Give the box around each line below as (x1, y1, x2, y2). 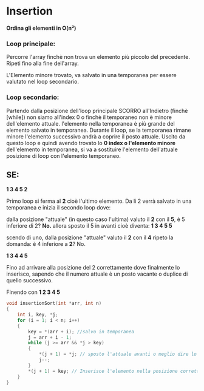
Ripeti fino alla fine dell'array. (6, 59, 79, 67)
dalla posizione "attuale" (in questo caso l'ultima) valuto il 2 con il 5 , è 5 (6, 216, 185, 223)
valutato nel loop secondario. (6, 78, 79, 86)
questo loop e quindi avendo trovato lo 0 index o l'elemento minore (6, 139, 176, 146)
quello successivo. (6, 277, 53, 284)
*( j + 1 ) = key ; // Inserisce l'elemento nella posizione (28, 368, 178, 374)
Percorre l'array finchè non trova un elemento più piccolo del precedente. (6, 53, 190, 61)
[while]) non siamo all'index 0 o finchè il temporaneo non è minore (6, 114, 172, 121)
